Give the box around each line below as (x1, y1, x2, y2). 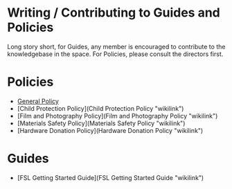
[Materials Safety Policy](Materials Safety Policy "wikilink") (17, 119, 186, 127)
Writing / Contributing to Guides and (7, 5, 220, 21)
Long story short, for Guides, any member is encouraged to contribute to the (7, 42, 226, 51)
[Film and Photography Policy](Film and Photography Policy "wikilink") (17, 111, 218, 120)
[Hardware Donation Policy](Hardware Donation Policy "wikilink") (17, 126, 204, 134)
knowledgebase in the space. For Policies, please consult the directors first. (7, 50, 224, 58)
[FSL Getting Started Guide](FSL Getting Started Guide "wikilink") (17, 173, 204, 181)
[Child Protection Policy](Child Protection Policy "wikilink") (17, 104, 184, 112)
